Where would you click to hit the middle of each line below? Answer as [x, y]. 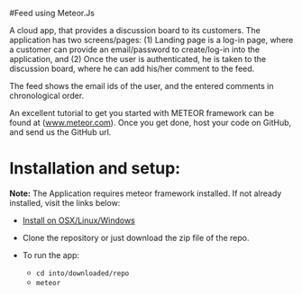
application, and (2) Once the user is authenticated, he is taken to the [138, 59]
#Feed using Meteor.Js [52, 13]
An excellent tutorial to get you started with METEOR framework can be [142, 113]
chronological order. [47, 95]
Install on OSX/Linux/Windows [78, 220]
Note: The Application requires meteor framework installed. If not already [146, 193]
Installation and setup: [95, 169]
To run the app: [50, 255]
